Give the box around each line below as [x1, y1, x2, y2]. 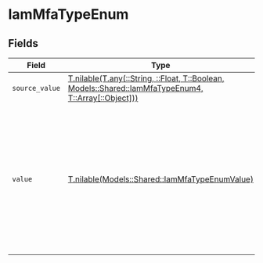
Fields [8, 37, 39, 50]
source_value [12, 84, 61, 92]
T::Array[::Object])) [67, 92, 139, 103]
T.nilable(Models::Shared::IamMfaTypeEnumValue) [67, 174, 254, 185]
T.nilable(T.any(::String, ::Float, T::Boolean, [67, 73, 225, 84]
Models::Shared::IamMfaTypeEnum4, [67, 83, 204, 93]
